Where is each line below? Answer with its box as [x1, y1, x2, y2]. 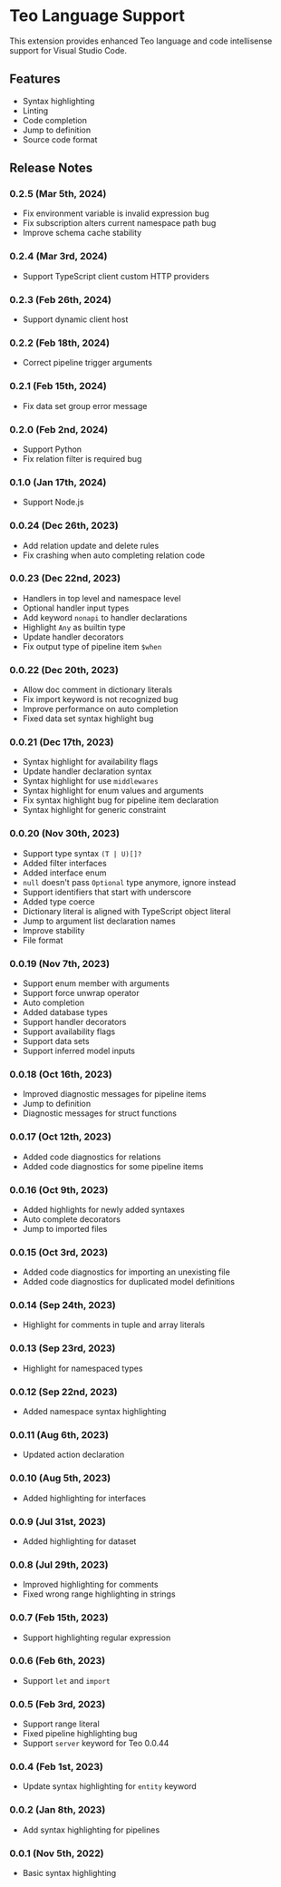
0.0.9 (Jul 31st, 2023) [9, 1515, 107, 1528]
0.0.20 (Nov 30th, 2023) [9, 827, 121, 840]
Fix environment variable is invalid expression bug [22, 208, 210, 219]
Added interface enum [22, 867, 107, 878]
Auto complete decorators [22, 1213, 121, 1225]
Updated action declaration [22, 1449, 125, 1461]
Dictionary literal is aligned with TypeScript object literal [22, 905, 231, 916]
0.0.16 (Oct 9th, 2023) [9, 1183, 109, 1196]
